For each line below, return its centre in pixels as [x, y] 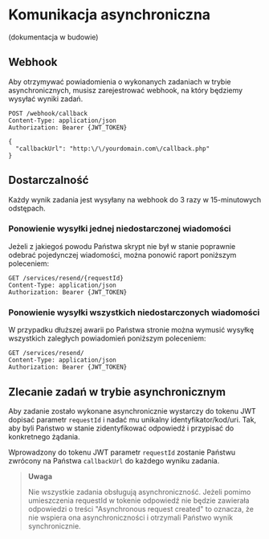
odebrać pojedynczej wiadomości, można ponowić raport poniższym [122, 255]
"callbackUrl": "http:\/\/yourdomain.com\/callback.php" [113, 149]
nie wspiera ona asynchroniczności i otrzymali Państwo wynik [130, 517]
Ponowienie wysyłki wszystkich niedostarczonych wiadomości [134, 312]
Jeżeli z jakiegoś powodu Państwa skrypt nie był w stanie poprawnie [122, 246]
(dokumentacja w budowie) [53, 37]
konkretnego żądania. [44, 436]
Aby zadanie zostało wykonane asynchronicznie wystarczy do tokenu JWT [132, 410]
